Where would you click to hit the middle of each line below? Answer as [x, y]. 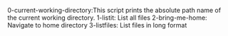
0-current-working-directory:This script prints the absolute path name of [114, 10]
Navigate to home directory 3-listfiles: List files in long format [97, 25]
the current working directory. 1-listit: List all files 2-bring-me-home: [108, 18]
